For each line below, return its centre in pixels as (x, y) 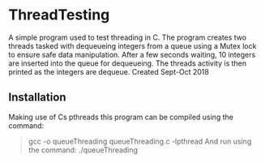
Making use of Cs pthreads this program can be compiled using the (121, 117)
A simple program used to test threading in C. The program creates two (128, 37)
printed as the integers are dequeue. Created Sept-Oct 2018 (109, 71)
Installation (37, 98)
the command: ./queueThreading (83, 150)
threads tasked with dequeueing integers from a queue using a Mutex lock (132, 45)
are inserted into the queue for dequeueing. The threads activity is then (128, 63)
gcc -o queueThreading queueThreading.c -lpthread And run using (140, 141)
